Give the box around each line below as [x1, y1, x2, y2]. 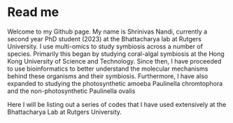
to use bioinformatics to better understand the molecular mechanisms [7, 64, 209, 73]
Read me [7, 4, 59, 20]
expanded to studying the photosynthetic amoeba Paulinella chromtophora [7, 79, 223, 87]
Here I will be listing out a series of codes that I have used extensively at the [7, 100, 227, 108]
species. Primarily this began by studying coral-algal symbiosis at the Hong [7, 50, 225, 58]
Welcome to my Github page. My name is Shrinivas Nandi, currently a [7, 27, 208, 36]
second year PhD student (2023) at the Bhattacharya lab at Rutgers [7, 34, 202, 43]
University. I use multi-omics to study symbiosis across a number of [7, 42, 203, 50]
